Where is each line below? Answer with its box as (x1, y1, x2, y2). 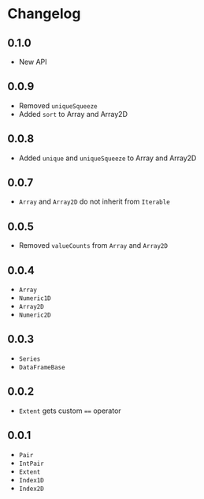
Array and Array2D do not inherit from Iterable (18, 197, 170, 206)
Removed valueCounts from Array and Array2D (18, 241, 169, 250)
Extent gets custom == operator (18, 406, 121, 415)
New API (18, 57, 48, 66)
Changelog (7, 5, 81, 23)
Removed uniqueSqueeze (18, 100, 98, 111)
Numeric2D (18, 311, 52, 320)
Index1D (18, 476, 44, 484)
